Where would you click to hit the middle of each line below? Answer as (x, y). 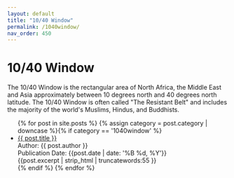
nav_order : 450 (29, 33)
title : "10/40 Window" (40, 20)
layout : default (31, 14)
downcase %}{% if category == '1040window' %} (90, 131)
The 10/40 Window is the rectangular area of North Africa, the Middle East (115, 88)
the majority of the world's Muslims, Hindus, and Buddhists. (94, 110)
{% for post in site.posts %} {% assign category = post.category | (112, 123)
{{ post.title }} (37, 138)
